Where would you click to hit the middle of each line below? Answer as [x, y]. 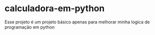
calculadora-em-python [55, 9]
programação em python [30, 27]
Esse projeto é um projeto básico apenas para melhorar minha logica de [77, 22]
